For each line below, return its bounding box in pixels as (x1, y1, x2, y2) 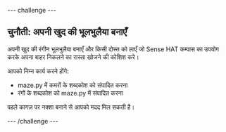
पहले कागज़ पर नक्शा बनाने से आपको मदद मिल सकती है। (7, 103, 135, 111)
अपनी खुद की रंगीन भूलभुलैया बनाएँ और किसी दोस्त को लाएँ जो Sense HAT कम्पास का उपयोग (7, 45, 220, 53)
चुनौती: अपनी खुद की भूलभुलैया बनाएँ (7, 26, 127, 38)
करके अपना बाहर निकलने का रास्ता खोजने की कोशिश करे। (7, 53, 139, 61)
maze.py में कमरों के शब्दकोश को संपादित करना (17, 81, 128, 89)
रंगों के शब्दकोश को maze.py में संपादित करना (17, 88, 123, 97)
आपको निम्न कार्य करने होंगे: (7, 67, 69, 75)
